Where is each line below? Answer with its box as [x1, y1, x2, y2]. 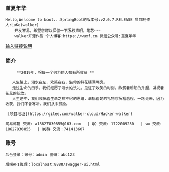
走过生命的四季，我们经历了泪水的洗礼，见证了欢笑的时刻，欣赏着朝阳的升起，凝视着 [12, 85, 164, 90]
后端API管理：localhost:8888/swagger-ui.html [5, 162, 100, 167]
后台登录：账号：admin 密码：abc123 [5, 152, 75, 157]
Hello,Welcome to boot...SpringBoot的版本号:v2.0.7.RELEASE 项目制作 [5, 17, 151, 22]
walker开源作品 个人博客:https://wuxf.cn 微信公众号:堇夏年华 [14, 34, 136, 39]
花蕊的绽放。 [5, 91, 29, 96]
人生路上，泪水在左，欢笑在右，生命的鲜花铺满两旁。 [12, 80, 107, 85]
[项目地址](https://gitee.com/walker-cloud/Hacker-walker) [7, 111, 133, 117]
